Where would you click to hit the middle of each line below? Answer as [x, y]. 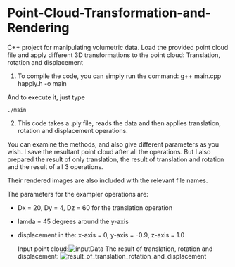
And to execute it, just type [46, 97]
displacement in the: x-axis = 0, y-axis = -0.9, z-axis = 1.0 [101, 235]
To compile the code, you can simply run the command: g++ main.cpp [119, 76]
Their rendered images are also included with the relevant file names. [108, 180]
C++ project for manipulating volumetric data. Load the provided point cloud [118, 47]
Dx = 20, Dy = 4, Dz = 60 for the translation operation [95, 207]
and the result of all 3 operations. [55, 166]
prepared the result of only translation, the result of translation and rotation [116, 159]
